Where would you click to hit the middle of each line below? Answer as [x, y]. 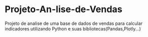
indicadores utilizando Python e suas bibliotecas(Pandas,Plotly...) [73, 28]
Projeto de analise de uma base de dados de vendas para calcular [74, 23]
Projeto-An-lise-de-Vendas [64, 9]
